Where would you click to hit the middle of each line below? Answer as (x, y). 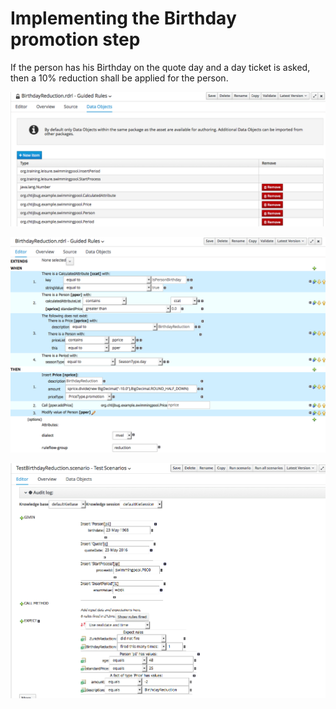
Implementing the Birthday (123, 18)
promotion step (75, 39)
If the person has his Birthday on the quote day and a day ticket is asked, (160, 67)
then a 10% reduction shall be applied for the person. (119, 78)
